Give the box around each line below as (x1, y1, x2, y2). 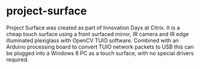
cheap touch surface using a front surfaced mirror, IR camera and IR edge (6, 30, 189, 37)
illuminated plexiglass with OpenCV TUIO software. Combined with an (6, 37, 179, 44)
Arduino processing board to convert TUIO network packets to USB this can (6, 43, 194, 50)
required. (6, 56, 29, 63)
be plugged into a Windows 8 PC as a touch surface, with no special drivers (6, 49, 194, 56)
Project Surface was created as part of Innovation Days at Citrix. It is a (6, 24, 180, 31)
